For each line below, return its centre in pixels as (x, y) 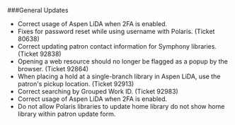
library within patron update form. (67, 114)
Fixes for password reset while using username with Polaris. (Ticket (116, 31)
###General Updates (38, 10)
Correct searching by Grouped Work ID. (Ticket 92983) (98, 91)
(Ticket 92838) (39, 54)
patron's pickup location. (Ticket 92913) (76, 84)
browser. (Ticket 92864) (53, 69)
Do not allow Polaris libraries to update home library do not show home (121, 106)
